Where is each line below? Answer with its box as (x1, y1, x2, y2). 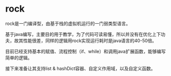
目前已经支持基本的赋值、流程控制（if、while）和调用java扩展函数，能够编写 (5, 48, 166, 54)
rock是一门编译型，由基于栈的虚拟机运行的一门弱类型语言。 (5, 20, 131, 26)
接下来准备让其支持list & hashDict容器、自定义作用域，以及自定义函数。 (5, 65, 156, 71)
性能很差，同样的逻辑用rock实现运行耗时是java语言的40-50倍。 (22, 37, 157, 44)
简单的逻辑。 (5, 54, 32, 61)
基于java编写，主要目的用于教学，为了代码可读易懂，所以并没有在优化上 (5, 31, 157, 37)
